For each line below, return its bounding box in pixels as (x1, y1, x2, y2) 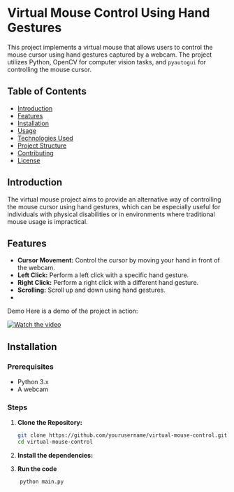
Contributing (17, 148, 54, 157)
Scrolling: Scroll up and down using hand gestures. (17, 286, 166, 295)
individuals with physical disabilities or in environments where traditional (7, 210, 215, 218)
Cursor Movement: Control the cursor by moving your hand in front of (17, 256, 220, 265)
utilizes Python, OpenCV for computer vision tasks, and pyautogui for (7, 57, 206, 66)
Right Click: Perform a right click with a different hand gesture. (17, 279, 199, 287)
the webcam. (17, 264, 55, 272)
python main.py (20, 478, 64, 486)
